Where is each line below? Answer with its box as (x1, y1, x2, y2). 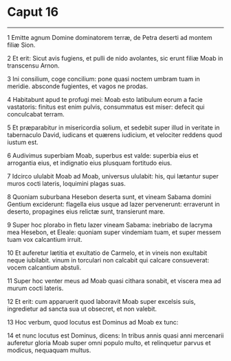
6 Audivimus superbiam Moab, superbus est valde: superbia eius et (7, 151, 199, 159)
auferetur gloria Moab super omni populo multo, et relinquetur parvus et (7, 338, 211, 347)
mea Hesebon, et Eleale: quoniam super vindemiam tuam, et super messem (7, 228, 221, 236)
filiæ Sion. (7, 41, 36, 49)
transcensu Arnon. (7, 61, 60, 70)
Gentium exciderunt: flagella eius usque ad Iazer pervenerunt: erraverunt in (7, 200, 220, 208)
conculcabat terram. (7, 110, 65, 118)
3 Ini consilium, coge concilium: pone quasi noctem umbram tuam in (7, 74, 201, 83)
